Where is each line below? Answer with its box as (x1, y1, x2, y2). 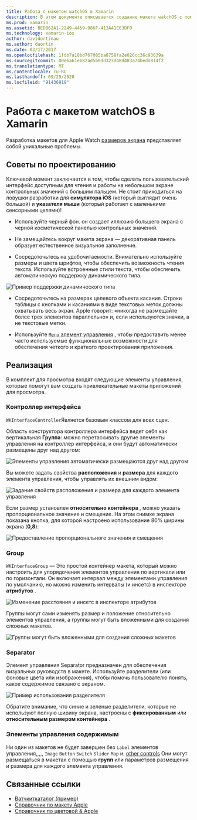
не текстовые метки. (14, 319, 67, 326)
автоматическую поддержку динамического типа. (14, 272, 142, 279)
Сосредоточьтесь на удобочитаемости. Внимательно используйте (14, 253, 182, 260)
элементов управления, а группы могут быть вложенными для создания (6, 616, 189, 624)
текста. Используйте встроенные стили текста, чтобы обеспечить (14, 265, 181, 273)
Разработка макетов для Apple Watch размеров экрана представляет (6, 136, 182, 144)
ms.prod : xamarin (6, 19, 49, 25)
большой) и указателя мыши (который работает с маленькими (6, 200, 166, 207)
